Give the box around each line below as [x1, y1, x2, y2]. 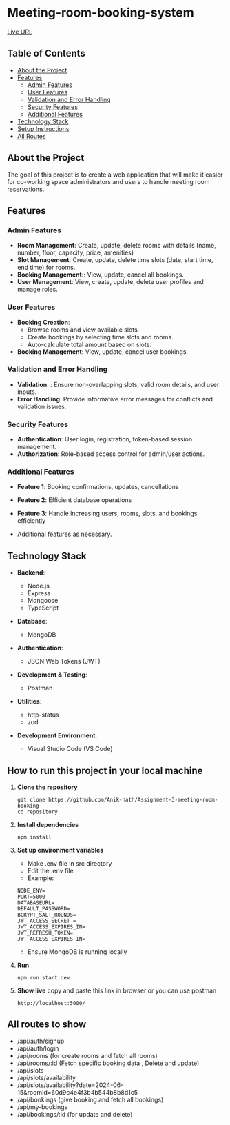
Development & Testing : [17, 670, 87, 679]
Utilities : [17, 697, 42, 706]
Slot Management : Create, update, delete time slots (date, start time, [17, 256, 213, 264]
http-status [27, 710, 60, 719]
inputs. [17, 388, 37, 396]
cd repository [17, 808, 58, 815]
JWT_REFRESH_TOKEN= [17, 930, 74, 937]
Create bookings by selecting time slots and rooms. [27, 332, 174, 341]
